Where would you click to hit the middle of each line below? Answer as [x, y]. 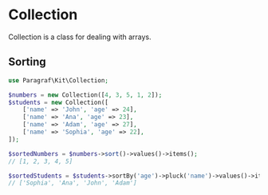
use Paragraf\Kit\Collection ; [59, 80]
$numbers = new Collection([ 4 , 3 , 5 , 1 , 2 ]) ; [85, 95]
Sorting [27, 62]
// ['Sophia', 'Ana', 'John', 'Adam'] [73, 183]
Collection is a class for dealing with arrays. [80, 37]
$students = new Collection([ [59, 102]
